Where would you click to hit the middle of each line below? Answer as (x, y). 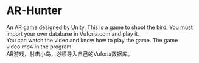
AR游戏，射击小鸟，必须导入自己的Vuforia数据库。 (70, 54)
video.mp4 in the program (39, 47)
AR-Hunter (34, 11)
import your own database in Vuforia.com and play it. (73, 33)
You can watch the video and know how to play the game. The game (92, 40)
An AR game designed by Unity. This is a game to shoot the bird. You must (100, 27)
